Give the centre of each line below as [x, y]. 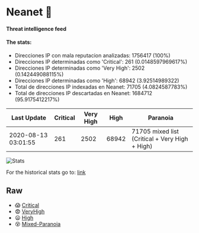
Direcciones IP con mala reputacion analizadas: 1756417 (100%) [92, 55]
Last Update [28, 118]
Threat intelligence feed [36, 28]
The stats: [19, 42]
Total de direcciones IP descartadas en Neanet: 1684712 [84, 93]
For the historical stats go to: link [46, 172]
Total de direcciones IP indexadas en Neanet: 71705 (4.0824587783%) [101, 87]
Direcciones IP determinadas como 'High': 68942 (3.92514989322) [97, 80]
